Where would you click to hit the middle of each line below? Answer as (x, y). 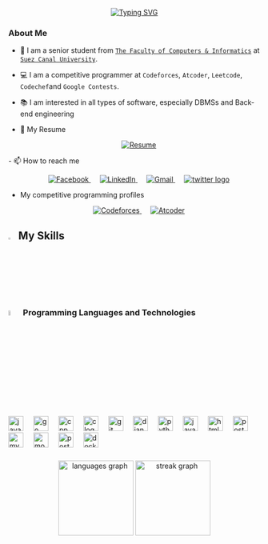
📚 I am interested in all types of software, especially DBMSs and (126, 102)
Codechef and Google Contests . (70, 86)
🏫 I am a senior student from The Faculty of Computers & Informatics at (140, 50)
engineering (54, 114)
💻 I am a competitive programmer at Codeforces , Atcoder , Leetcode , (131, 75)
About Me (28, 33)
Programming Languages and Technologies (109, 312)
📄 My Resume (43, 130)
